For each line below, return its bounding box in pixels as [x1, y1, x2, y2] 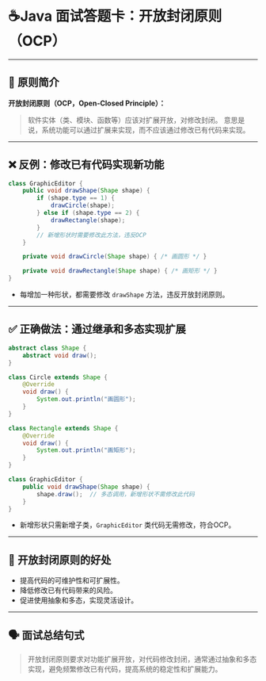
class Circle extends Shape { [8, 373, 108, 381]
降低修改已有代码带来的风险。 [19, 586, 117, 595]
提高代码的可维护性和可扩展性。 [19, 576, 124, 585]
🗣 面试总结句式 [8, 628, 85, 642]
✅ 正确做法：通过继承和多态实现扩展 [8, 323, 186, 336]
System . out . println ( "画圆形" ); [36, 396, 136, 404]
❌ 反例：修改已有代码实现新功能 [8, 158, 165, 171]
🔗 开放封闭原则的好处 [8, 553, 112, 567]
